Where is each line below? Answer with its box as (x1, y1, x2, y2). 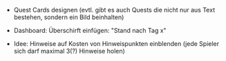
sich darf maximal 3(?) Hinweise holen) (13, 47, 126, 55)
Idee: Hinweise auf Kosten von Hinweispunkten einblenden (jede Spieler (13, 40, 220, 47)
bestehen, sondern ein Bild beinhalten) (13, 13, 124, 21)
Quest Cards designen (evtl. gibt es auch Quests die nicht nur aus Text (13, 6, 216, 14)
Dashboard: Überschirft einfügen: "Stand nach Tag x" (13, 27, 167, 34)
